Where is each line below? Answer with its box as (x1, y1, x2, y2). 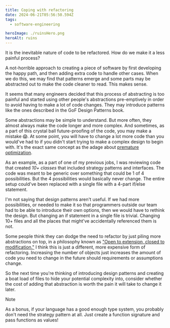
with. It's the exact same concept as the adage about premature (5, 144, 139, 150)
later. (5, 286, 16, 292)
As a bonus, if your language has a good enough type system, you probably (5, 306, 164, 312)
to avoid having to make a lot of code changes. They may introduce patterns (5, 102, 165, 107)
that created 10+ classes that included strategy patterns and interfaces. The (5, 165, 164, 171)
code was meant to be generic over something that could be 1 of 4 (5, 170, 145, 176)
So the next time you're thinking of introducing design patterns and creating (5, 270, 164, 276)
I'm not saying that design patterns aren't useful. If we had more (5, 197, 140, 202)
